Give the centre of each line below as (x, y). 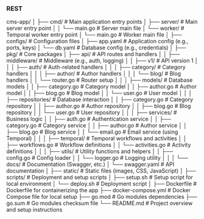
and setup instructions (34, 210)
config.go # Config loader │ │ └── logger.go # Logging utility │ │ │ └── (97, 158)
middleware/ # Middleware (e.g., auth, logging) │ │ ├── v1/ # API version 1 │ (102, 61)
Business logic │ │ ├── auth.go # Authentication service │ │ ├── (89, 119)
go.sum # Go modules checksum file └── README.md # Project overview (100, 203)
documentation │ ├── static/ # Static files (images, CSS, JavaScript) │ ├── (101, 171)
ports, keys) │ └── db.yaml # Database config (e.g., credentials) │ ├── (96, 48)
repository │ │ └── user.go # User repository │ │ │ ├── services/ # (92, 113)
